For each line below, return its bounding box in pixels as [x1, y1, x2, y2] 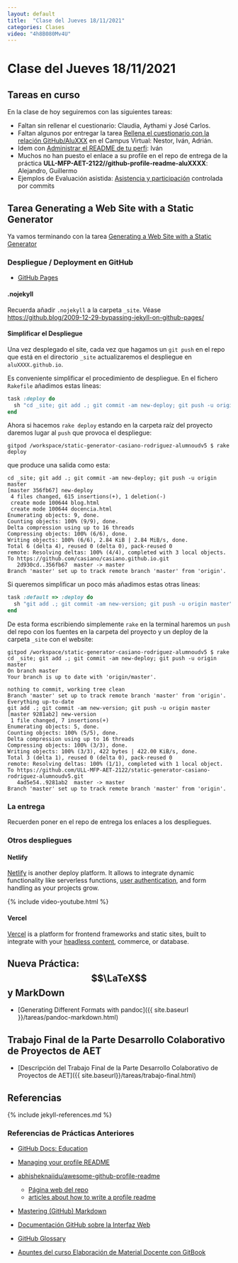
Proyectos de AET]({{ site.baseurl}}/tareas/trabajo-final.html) [17, 1072, 196, 1080]
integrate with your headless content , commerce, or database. [7, 937, 189, 945]
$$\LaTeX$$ [91, 972, 147, 984]
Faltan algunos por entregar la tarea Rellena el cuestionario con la [17, 129, 210, 138]
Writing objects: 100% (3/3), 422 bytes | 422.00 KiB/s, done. [7, 748, 198, 755]
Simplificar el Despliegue [7, 329, 83, 338]
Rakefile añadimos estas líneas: [7, 381, 101, 390]
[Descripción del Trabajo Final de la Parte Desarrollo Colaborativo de [17, 1064, 218, 1072]
